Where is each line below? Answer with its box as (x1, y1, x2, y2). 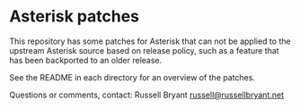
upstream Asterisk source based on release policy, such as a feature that (9, 45, 280, 55)
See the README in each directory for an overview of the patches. (9, 71, 256, 82)
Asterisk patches (9, 6, 140, 27)
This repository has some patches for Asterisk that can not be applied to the (9, 36, 291, 46)
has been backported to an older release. (9, 54, 163, 65)
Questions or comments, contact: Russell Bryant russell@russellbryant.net (9, 89, 285, 100)
